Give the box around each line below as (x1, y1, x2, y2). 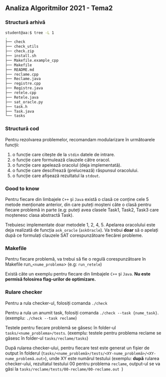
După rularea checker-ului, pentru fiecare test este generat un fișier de (5, 345, 150, 351)
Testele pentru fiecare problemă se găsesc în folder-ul (5, 324, 116, 330)
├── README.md (5, 67, 35, 72)
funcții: (5, 142, 20, 148)
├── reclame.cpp (5, 72, 39, 77)
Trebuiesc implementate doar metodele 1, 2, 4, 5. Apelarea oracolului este (5, 221, 156, 228)
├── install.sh (5, 53, 37, 59)
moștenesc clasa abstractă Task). (5, 212, 74, 218)
